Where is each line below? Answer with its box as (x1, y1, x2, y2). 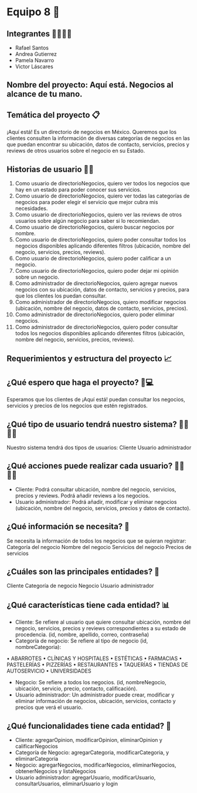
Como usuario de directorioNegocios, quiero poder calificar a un (15, 255, 172, 262)
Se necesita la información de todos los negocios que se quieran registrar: (6, 537, 186, 544)
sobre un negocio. (15, 273, 60, 281)
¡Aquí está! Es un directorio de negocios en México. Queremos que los (6, 129, 177, 136)
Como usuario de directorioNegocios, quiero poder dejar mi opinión (15, 267, 179, 275)
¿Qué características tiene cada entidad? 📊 (6, 600, 170, 610)
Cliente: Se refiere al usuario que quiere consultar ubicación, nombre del (15, 618, 191, 625)
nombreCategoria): (15, 644, 61, 651)
